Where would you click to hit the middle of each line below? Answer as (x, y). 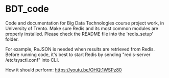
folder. (12, 39)
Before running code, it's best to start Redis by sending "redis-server (78, 55)
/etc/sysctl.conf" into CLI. (32, 60)
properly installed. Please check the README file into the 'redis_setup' (79, 34)
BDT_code (27, 9)
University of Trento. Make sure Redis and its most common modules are (82, 28)
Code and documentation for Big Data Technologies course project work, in (85, 23)
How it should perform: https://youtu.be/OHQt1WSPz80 (64, 70)
